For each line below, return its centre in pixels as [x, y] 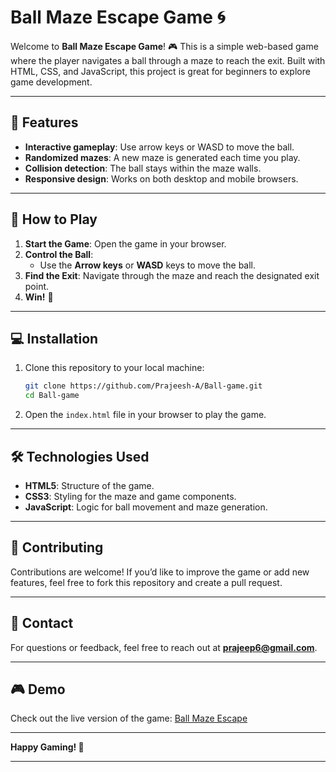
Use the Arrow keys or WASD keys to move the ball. [148, 265]
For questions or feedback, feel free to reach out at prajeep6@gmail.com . [164, 647]
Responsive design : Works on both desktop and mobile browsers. [161, 178]
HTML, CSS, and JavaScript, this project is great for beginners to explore [160, 71]
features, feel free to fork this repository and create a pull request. [146, 582]
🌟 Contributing [57, 547]
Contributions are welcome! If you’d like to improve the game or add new [160, 572]
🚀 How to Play [54, 219]
